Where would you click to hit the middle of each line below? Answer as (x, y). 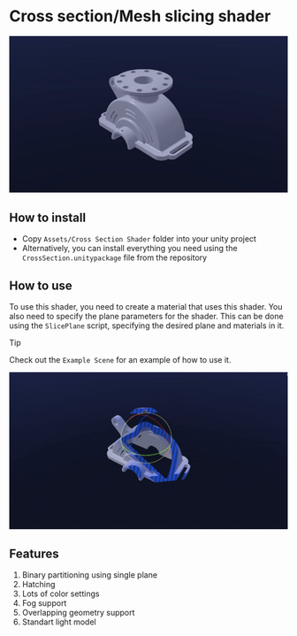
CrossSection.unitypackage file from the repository (114, 257)
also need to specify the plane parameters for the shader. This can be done (147, 317)
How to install (48, 217)
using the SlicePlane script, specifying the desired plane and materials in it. (147, 326)
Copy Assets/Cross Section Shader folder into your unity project (139, 239)
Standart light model (59, 622)
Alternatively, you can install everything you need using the (129, 249)
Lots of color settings (61, 594)
